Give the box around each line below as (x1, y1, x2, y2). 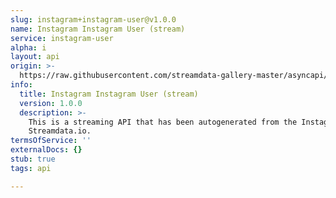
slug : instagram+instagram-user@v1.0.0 (10, 14, 177, 25)
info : (10, 80, 33, 90)
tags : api (10, 163, 52, 173)
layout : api (10, 52, 60, 62)
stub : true (10, 154, 56, 164)
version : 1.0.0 (19, 98, 83, 108)
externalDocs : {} (10, 145, 83, 155)
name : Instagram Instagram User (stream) (10, 24, 186, 34)
